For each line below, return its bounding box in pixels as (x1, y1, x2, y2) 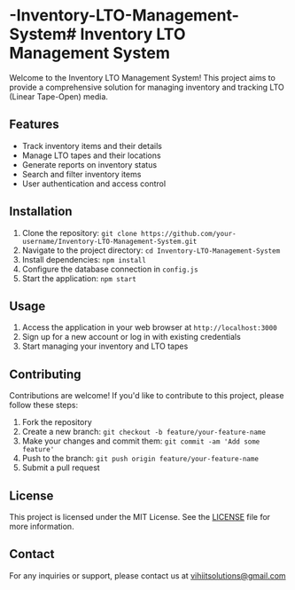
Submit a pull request (21, 462, 100, 473)
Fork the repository (21, 417, 93, 428)
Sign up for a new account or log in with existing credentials (21, 332, 241, 342)
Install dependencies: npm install (21, 254, 146, 264)
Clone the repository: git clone (21, 227, 137, 238)
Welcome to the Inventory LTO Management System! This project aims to (9, 72, 276, 83)
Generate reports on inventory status (21, 159, 158, 169)
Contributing (9, 366, 82, 382)
